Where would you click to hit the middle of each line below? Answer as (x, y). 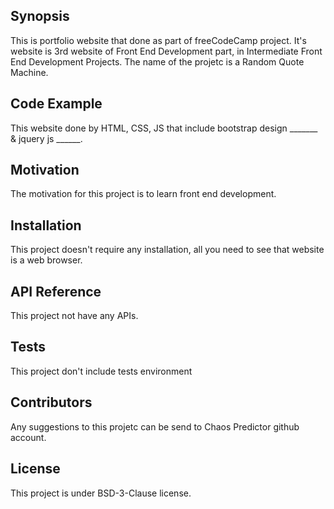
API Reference (56, 291)
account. (28, 437)
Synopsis (40, 16)
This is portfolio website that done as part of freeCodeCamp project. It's (158, 40)
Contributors (51, 402)
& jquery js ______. (46, 138)
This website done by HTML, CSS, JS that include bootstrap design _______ (164, 128)
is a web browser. (46, 260)
